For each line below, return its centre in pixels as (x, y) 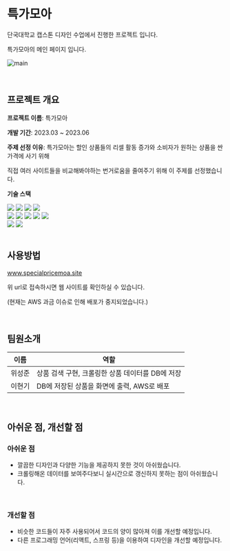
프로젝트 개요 (33, 100)
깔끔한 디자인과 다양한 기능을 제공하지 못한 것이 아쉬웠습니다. (99, 465)
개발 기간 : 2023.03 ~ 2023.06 (48, 133)
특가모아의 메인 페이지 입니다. (47, 49)
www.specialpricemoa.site (45, 273)
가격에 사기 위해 (29, 155)
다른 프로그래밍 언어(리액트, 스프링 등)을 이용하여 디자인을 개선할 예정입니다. (119, 540)
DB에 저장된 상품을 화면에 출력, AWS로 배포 (103, 386)
